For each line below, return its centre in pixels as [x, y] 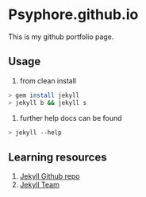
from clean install [48, 80]
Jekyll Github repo [50, 176]
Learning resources [58, 157]
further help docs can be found [71, 118]
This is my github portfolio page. [61, 37]
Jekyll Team [39, 185]
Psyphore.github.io [73, 15]
